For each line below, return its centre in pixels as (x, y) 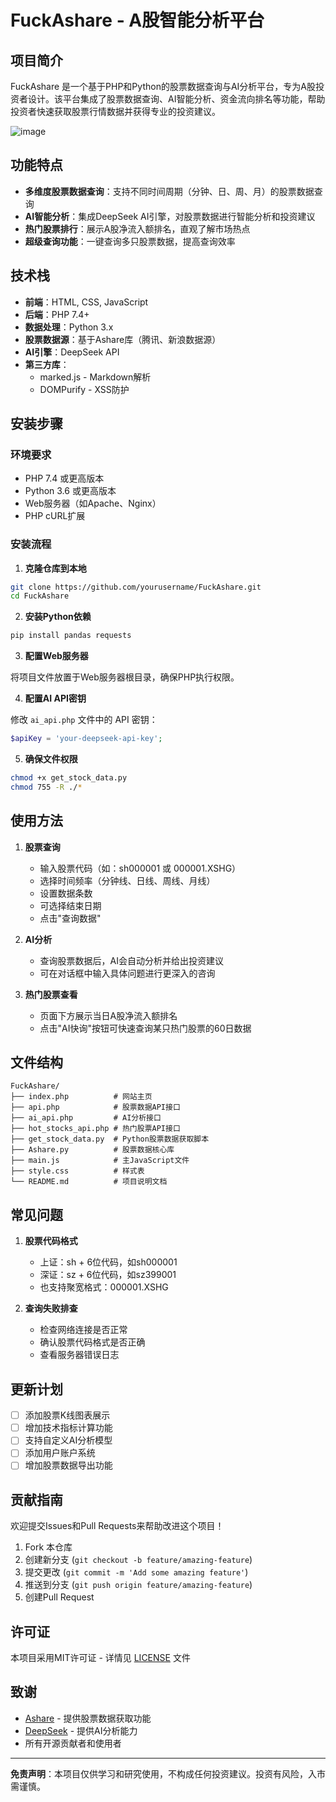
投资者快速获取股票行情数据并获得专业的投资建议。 (115, 111)
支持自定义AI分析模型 (68, 1440)
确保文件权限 (51, 759)
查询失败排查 (51, 1308)
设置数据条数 (66, 893)
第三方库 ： (47, 364)
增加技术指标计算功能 (68, 1428)
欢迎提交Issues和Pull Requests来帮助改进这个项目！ (117, 1526)
